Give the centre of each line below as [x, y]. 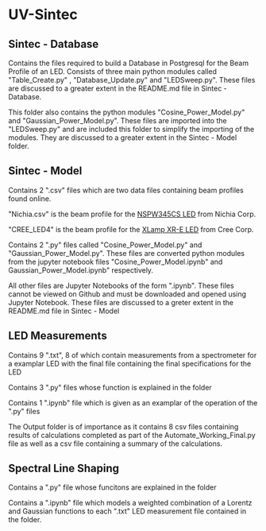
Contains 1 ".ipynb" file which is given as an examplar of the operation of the [133, 402]
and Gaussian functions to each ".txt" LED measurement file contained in [127, 511]
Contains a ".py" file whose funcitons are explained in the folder [112, 487]
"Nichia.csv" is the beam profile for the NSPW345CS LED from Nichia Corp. [132, 214]
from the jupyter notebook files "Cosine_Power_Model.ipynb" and [116, 262]
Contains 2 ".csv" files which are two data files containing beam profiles [126, 190]
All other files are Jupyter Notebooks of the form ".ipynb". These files [121, 285]
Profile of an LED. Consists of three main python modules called [112, 72]
